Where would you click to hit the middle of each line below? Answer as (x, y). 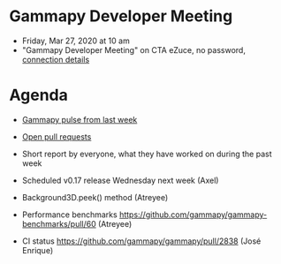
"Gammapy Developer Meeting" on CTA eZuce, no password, (133, 49)
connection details (56, 59)
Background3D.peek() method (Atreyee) (95, 197)
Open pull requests (57, 136)
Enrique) (38, 250)
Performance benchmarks (69, 215)
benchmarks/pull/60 (59, 223)
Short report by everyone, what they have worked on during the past (147, 154)
